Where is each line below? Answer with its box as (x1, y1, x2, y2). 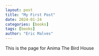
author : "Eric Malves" (5, 31, 53, 36)
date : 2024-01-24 (5, 17, 42, 22)
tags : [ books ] (5, 26, 36, 32)
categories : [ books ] (5, 21, 49, 27)
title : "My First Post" (5, 12, 56, 17)
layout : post (5, 7, 33, 13)
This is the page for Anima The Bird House (5, 45, 94, 51)
